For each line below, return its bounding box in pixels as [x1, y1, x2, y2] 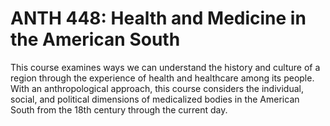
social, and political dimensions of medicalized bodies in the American [10, 93, 300, 105]
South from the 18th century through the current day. [10, 103, 228, 116]
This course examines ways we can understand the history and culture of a [10, 61, 321, 73]
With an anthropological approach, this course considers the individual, [10, 82, 304, 94]
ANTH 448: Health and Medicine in [10, 7, 307, 30]
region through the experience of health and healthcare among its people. [10, 72, 315, 84]
